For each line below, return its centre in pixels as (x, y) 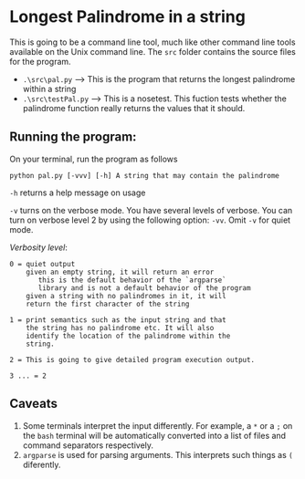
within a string (49, 89)
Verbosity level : (39, 247)
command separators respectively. (88, 445)
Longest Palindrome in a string (128, 17)
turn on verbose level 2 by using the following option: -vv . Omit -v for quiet (150, 220)
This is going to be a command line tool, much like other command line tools (152, 42)
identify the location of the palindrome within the (128, 336)
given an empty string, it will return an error (120, 272)
